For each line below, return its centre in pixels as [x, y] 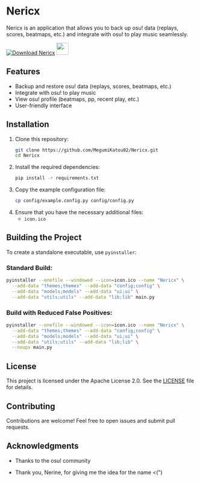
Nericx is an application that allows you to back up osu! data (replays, [92, 28]
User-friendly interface [43, 105]
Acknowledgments [43, 446]
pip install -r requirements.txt [57, 178]
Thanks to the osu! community [53, 460]
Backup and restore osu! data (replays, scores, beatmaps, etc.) [93, 86]
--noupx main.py [32, 347]
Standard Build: [30, 268]
